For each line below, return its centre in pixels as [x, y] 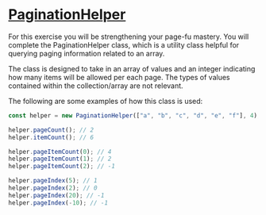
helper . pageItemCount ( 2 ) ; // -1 [62, 167]
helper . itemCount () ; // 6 [51, 137]
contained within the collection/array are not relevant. [96, 86]
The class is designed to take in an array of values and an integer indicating [132, 68]
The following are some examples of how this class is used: [106, 101]
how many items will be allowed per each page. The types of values [119, 77]
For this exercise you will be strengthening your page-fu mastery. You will [129, 36]
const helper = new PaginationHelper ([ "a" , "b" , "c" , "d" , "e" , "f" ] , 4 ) [133, 115]
